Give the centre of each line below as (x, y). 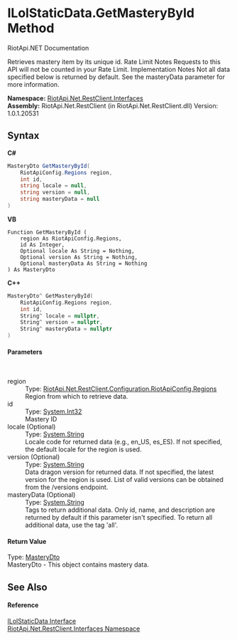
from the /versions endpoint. (67, 487)
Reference (23, 605)
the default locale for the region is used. (83, 449)
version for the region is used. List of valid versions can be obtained (124, 480)
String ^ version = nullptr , (61, 322)
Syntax (23, 136)
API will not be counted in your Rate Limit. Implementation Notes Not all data (119, 69)
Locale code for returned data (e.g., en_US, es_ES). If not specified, (123, 442)
